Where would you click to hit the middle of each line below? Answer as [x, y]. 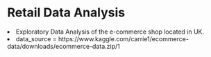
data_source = [36, 38]
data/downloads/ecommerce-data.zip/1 [64, 46]
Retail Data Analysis [66, 13]
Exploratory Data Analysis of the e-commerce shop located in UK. [110, 32]
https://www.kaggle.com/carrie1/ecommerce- [124, 38]
